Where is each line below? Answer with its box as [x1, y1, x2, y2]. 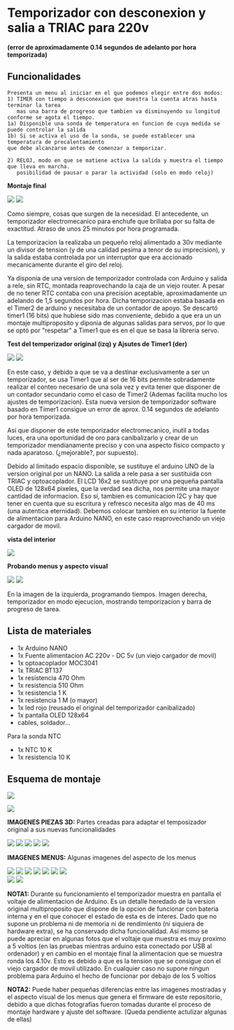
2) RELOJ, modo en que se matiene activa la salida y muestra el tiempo [7, 156, 224, 164]
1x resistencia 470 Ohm [17, 673, 85, 682]
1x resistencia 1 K [17, 689, 67, 697]
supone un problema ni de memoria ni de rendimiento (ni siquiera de [7, 920, 204, 928]
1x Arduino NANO [17, 644, 68, 652]
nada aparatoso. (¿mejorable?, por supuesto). [7, 448, 138, 456]
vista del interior [7, 535, 56, 543]
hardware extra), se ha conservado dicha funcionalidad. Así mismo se [7, 927, 208, 935]
